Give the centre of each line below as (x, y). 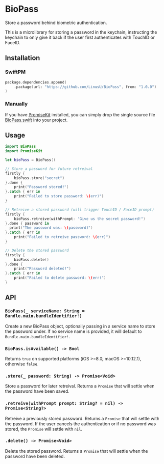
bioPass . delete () (32, 259)
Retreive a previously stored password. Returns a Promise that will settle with (82, 418)
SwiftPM (15, 72)
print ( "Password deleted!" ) (42, 269)
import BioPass (21, 147)
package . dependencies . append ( (36, 82)
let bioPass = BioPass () (30, 160)
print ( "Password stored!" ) (41, 187)
